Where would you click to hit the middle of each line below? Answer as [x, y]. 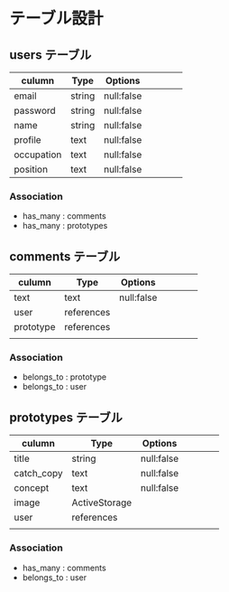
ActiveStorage [102, 503]
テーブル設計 [56, 19]
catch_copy [38, 474]
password [35, 111]
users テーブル [50, 55]
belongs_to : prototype [64, 377]
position [31, 169]
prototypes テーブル [66, 417]
